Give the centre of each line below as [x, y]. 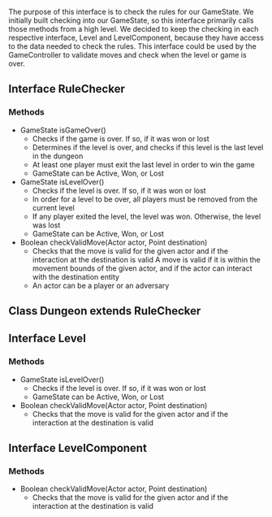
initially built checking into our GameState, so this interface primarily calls [131, 20]
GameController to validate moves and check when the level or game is [127, 55]
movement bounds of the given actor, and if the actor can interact [142, 268]
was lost [46, 225]
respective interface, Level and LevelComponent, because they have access [136, 37]
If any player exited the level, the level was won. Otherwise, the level [147, 216]
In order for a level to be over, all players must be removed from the [145, 199]
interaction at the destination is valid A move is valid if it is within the [147, 259]
